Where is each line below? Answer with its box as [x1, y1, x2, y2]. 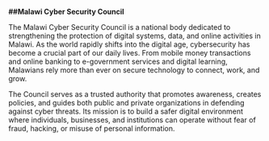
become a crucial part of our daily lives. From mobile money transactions [8, 48, 251, 57]
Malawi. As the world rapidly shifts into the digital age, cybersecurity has [8, 39, 250, 49]
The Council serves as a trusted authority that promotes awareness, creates [8, 89, 262, 99]
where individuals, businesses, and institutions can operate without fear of [8, 115, 256, 124]
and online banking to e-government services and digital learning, [8, 56, 228, 66]
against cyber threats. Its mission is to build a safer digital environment [8, 106, 244, 116]
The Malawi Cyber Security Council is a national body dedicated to [8, 23, 231, 31]
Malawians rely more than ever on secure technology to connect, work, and [8, 65, 260, 75]
